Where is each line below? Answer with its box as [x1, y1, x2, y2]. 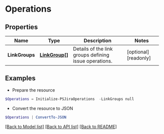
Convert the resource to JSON [12, 105, 73, 111]
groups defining [73, 52, 110, 58]
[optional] [126, 49, 150, 55]
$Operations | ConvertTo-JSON [5, 115, 67, 120]
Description [83, 38, 112, 44]
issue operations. [73, 57, 113, 64]
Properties [5, 23, 38, 31]
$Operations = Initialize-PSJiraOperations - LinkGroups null [5, 96, 134, 101]
